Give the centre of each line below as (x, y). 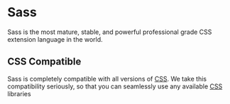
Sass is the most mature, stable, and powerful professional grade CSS (110, 32)
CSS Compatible (44, 62)
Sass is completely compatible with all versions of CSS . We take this (107, 79)
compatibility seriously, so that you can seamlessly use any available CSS (115, 86)
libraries (19, 93)
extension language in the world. (55, 39)
